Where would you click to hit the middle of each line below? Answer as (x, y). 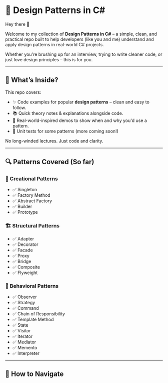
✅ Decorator (25, 244)
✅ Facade (23, 250)
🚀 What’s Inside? (32, 80)
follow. (19, 107)
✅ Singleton (25, 190)
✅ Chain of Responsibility (38, 314)
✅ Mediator (24, 342)
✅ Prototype (25, 212)
